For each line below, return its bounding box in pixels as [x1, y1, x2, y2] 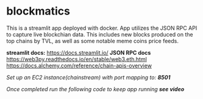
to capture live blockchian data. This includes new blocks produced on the [6, 30, 193, 38]
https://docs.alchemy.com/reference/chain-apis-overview [6, 62, 152, 69]
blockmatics [6, 4, 70, 18]
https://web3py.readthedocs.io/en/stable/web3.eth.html [6, 55, 148, 63]
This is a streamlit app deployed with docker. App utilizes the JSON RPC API [6, 24, 198, 32]
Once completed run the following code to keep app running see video [6, 85, 185, 92]
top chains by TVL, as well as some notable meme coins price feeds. [6, 37, 179, 44]
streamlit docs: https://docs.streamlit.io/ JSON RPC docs [6, 49, 151, 56]
